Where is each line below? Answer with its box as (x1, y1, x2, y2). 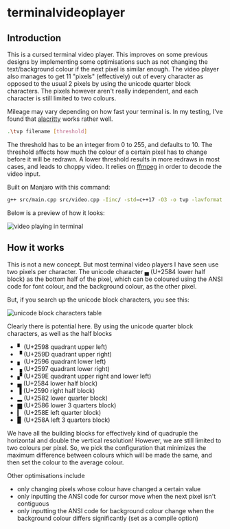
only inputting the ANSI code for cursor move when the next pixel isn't (16, 492, 216, 500)
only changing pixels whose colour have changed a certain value (16, 484, 201, 493)
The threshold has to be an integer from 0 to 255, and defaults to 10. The (7, 140, 213, 148)
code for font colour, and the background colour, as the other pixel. (7, 282, 197, 290)
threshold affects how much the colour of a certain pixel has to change (7, 148, 207, 156)
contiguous (16, 499, 49, 508)
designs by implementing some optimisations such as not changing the (7, 58, 208, 66)
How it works (7, 242, 65, 254)
